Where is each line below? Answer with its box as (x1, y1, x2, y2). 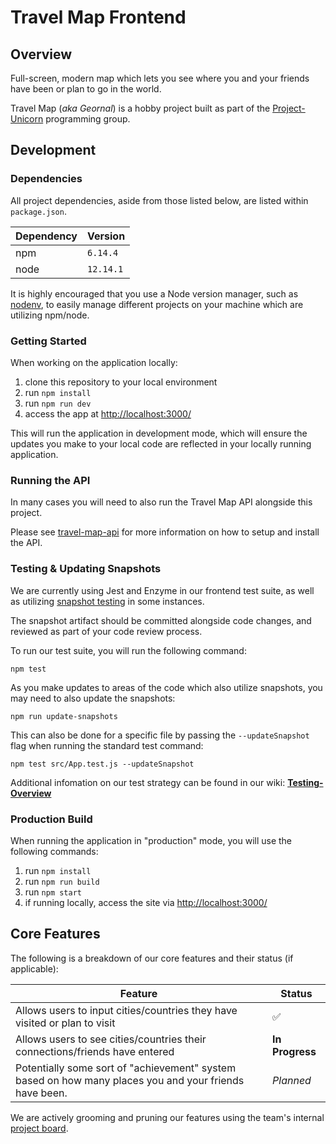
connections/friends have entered (15, 1044, 175, 1058)
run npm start (24, 886, 82, 898)
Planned (272, 1073, 312, 1087)
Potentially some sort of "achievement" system (15, 1061, 237, 1075)
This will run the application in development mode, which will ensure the (10, 427, 308, 439)
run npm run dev (24, 397, 92, 409)
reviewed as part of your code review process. (10, 625, 203, 637)
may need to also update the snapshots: (10, 692, 176, 704)
